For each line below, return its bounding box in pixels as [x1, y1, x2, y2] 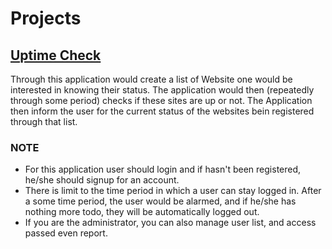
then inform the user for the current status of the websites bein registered [10, 105, 315, 117]
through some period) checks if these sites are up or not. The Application [10, 95, 313, 106]
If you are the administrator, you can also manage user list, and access [24, 217, 317, 229]
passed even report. [24, 227, 108, 239]
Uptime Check [10, 47, 102, 64]
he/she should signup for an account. [24, 174, 180, 186]
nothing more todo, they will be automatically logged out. [24, 206, 260, 218]
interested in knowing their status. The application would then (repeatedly [10, 84, 315, 96]
